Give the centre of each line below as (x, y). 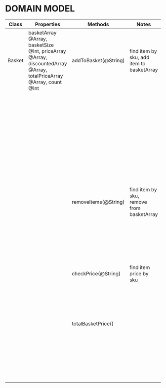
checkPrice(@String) (96, 273)
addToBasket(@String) (98, 60)
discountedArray (47, 63)
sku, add (139, 57)
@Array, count (45, 82)
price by (139, 273)
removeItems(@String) (98, 202)
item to (137, 63)
